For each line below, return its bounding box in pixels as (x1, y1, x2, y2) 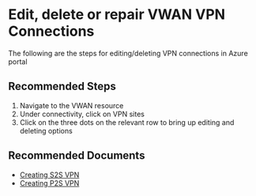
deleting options (19, 126, 73, 135)
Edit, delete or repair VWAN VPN (8, 6, 226, 24)
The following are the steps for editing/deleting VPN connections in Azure (8, 48, 249, 58)
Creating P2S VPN (19, 178, 80, 187)
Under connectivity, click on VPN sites (19, 109, 145, 119)
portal (8, 57, 28, 66)
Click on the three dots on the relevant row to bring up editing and (19, 117, 235, 127)
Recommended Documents (8, 149, 145, 163)
